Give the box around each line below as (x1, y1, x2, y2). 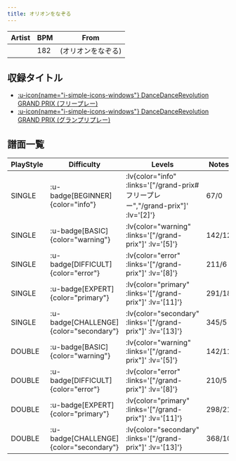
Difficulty (68, 160, 100, 170)
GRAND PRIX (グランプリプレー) (17, 115, 111, 124)
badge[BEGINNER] (50, 191, 112, 201)
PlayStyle (11, 160, 44, 170)
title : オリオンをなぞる (7, 10, 72, 18)
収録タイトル (7, 72, 63, 84)
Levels (151, 160, 174, 170)
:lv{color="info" (125, 172, 177, 182)
